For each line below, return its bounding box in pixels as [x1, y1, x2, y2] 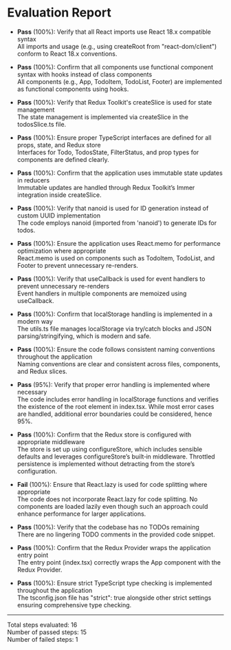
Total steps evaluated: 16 [7, 620, 78, 629]
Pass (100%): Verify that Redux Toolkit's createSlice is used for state [16, 98, 212, 106]
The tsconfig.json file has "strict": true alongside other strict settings [16, 594, 212, 602]
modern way [16, 317, 53, 325]
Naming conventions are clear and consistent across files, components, [16, 359, 221, 368]
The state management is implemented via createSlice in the [16, 112, 189, 121]
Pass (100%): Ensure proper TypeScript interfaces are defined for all [16, 133, 212, 142]
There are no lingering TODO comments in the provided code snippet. [16, 530, 215, 538]
